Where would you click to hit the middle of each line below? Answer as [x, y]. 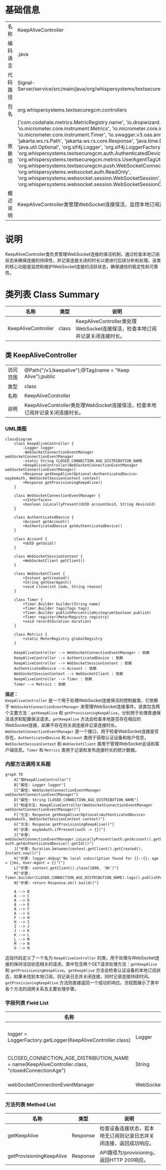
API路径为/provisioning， [129, 1152]
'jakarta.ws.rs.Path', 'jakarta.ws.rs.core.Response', [76, 141]
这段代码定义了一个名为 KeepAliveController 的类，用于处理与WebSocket [80, 958]
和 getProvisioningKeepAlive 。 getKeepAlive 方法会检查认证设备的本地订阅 [81, 970]
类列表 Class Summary [52, 295]
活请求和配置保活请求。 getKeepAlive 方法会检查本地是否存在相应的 [73, 719]
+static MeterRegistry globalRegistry [63, 639]
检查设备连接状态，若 [124, 1128]
